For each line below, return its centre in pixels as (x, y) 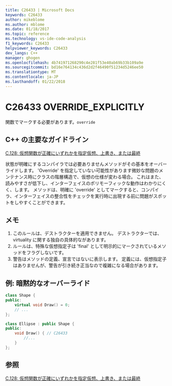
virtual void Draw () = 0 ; (42, 305)
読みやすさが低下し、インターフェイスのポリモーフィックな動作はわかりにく (86, 183)
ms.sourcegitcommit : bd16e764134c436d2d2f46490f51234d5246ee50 (74, 67)
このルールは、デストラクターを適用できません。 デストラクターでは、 (87, 234)
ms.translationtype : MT (31, 72)
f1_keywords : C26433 (27, 44)
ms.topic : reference (27, 34)
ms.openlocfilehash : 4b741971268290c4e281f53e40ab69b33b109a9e (74, 63)
